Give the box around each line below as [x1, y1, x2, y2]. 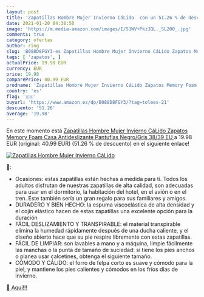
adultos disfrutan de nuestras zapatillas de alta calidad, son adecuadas [15, 182, 193, 189]
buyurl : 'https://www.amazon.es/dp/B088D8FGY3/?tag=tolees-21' [6, 99, 170, 105]
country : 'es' [6, 88, 42, 94]
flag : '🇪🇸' [6, 94, 36, 100]
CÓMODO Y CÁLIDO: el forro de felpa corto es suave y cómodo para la [15, 259, 193, 267]
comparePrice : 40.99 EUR [6, 77, 69, 83]
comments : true [6, 32, 45, 38]
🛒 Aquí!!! [6, 284, 28, 292]
